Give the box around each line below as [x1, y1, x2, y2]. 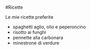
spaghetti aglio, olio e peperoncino [12, 24, 86, 30]
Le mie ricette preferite [5, 14, 54, 20]
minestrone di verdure [12, 40, 60, 46]
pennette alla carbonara [12, 35, 63, 40]
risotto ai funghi [12, 29, 46, 35]
